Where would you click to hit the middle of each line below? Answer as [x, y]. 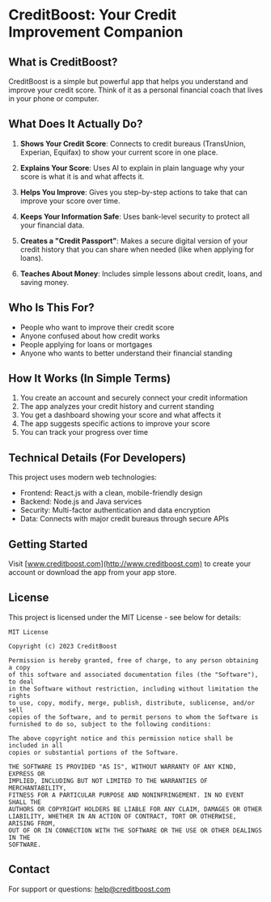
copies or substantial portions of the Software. [94, 752]
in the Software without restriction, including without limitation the [133, 689]
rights [19, 696]
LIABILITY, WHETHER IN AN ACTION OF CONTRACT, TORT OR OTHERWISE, [123, 816]
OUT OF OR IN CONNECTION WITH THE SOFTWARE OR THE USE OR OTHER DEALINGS [135, 830]
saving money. [44, 282]
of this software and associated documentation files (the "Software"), [133, 674]
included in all [36, 745]
